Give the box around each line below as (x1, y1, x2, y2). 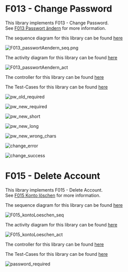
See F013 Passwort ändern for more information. (5, 25, 106, 31)
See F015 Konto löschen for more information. (5, 192, 101, 198)
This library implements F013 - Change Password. (5, 20, 109, 26)
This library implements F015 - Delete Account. (5, 187, 103, 193)
